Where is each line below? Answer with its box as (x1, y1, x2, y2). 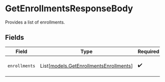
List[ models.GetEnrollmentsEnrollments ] (40, 62, 133, 69)
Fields (5, 33, 25, 42)
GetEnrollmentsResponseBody (5, 3, 134, 14)
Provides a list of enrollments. (5, 19, 65, 25)
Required (137, 48, 160, 55)
